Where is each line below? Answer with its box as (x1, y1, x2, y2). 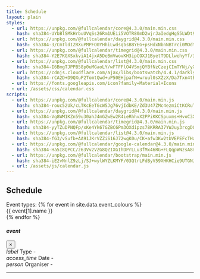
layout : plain (6, 14, 42, 20)
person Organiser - (6, 261, 53, 268)
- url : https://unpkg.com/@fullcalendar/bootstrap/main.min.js (11, 152, 171, 158)
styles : (6, 20, 26, 26)
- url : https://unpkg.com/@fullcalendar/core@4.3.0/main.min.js (11, 97, 174, 103)
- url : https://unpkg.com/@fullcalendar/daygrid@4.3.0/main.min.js (11, 108, 183, 114)
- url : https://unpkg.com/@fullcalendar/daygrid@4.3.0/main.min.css (11, 36, 185, 42)
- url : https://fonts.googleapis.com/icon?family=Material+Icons (11, 81, 177, 87)
